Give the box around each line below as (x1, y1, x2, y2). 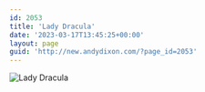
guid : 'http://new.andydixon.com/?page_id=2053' (9, 47, 198, 56)
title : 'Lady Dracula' (9, 22, 96, 31)
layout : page (9, 38, 59, 48)
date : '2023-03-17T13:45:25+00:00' (9, 30, 145, 39)
